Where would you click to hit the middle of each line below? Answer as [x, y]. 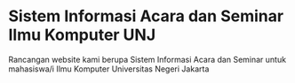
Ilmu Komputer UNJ [82, 35]
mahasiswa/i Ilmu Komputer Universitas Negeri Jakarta [109, 69]
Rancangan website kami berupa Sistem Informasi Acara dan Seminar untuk [147, 59]
